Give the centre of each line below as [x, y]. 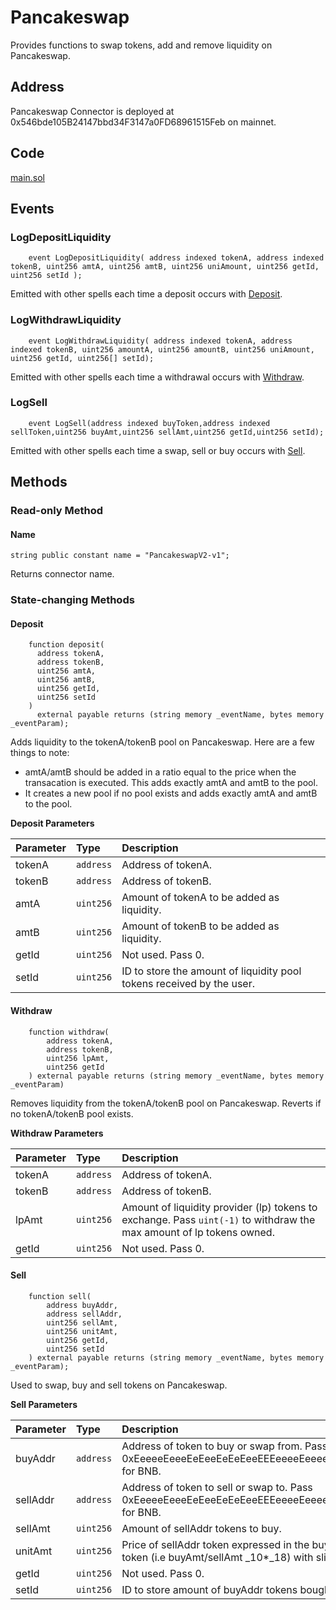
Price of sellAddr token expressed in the [215, 1544]
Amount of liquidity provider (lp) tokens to [219, 1207]
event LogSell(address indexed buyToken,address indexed [149, 423]
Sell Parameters [44, 1404]
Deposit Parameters [52, 823]
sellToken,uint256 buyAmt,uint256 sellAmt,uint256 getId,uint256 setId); [167, 432]
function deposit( [66, 645]
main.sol [27, 177]
